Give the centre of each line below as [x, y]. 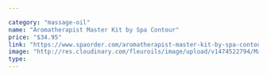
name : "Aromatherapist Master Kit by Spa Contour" [94, 30]
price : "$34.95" [35, 37]
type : [17, 59]
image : [19, 52]
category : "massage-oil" [49, 22]
